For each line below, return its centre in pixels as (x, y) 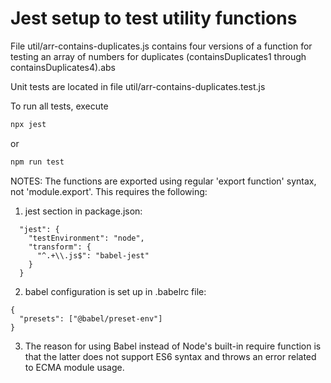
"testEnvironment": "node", (86, 238)
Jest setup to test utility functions (154, 18)
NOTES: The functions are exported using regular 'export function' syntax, (163, 181)
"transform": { (60, 247)
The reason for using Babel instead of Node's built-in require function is (173, 346)
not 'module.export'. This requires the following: (109, 191)
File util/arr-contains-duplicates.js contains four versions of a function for (161, 46)
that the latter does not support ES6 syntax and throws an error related (170, 356)
